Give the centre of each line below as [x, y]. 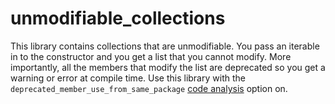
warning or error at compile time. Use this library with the [128, 78]
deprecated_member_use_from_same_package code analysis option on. [149, 88]
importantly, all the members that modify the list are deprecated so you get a [168, 67]
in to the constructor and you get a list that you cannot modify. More [151, 56]
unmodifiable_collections [118, 18]
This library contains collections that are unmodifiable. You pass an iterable [165, 46]
